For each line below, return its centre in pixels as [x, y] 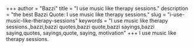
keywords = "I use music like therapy [123, 21]
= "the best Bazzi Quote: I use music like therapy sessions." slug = [86, 14]
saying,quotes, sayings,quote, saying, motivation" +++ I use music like [91, 33]
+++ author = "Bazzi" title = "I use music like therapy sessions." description [97, 8]
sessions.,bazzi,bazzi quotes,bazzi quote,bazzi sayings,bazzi [80, 27]
